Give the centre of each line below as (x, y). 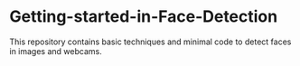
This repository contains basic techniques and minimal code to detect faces (150, 42)
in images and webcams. (56, 51)
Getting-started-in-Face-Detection (144, 17)
